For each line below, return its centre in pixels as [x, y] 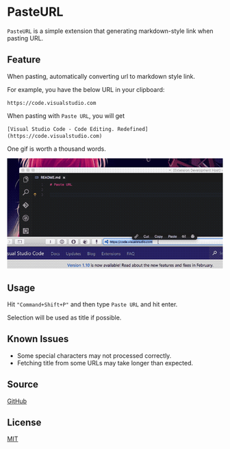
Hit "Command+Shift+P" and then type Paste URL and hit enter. [92, 304]
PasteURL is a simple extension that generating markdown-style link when [110, 31]
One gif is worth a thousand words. [56, 149]
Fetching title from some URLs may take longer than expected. [105, 363]
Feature [24, 60]
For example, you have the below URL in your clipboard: [86, 89]
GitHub [17, 401]
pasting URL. [25, 38]
